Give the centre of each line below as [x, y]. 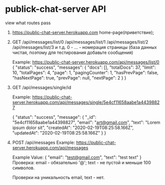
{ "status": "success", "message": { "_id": [54, 117]
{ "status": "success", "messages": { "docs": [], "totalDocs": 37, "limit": [84, 67]
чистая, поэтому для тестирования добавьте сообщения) [73, 52]
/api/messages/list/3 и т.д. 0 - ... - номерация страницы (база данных [84, 47]
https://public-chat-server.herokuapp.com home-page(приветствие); [83, 32]
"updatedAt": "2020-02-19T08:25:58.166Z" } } [59, 133]
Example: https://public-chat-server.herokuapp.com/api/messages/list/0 [86, 62]
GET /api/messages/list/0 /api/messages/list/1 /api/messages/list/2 [80, 42]
